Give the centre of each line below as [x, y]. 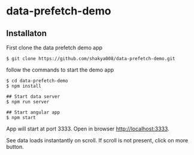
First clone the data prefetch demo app [54, 47]
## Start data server [33, 97]
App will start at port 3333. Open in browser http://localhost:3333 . [88, 129]
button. [15, 147]
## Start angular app [33, 112]
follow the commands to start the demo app [60, 70]
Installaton [26, 33]
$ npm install [24, 86]
